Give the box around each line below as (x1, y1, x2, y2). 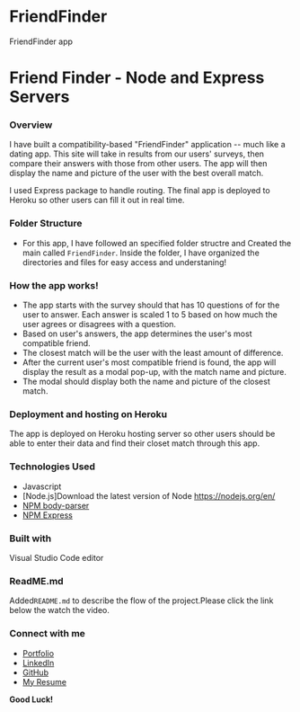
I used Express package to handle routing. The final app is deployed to (9, 185, 271, 196)
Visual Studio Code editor (9, 552, 104, 563)
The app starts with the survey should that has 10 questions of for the (22, 299, 280, 311)
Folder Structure (9, 218, 83, 230)
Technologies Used (9, 460, 96, 473)
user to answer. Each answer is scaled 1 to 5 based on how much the (22, 309, 278, 320)
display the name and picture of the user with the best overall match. (9, 168, 264, 179)
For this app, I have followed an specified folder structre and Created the (22, 237, 292, 248)
